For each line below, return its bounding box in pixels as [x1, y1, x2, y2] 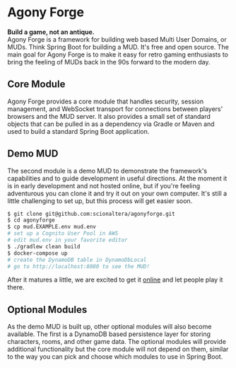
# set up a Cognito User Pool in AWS [7, 230, 119, 237]
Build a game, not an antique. [7, 28, 95, 36]
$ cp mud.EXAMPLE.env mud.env [7, 224, 97, 231]
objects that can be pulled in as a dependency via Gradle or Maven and [7, 120, 215, 128]
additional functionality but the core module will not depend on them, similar [7, 345, 229, 354]
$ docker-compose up [7, 249, 69, 257]
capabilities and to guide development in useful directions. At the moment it [7, 174, 228, 183]
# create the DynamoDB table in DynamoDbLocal [7, 256, 147, 263]
